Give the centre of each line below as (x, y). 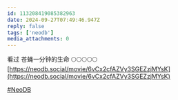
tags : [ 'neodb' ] (30, 33)
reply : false (26, 26)
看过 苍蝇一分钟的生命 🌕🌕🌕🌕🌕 (52, 60)
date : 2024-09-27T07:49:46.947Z (53, 20)
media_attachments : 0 (38, 39)
